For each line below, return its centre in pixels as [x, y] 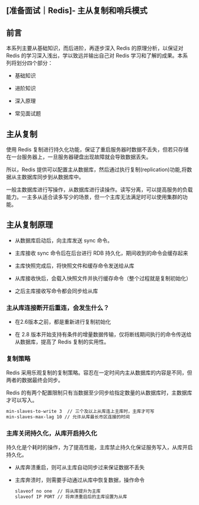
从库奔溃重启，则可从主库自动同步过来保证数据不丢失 [80, 468]
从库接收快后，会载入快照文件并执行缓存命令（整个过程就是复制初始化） [103, 278]
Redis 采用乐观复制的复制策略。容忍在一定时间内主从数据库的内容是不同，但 [99, 373]
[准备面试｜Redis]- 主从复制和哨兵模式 [77, 11]
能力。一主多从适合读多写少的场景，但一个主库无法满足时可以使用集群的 [94, 197]
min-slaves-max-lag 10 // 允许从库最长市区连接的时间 [68, 417]
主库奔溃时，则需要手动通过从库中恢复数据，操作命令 [80, 480]
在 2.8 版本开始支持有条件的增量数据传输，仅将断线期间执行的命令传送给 [103, 334]
